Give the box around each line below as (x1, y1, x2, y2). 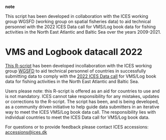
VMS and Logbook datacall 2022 (5, 47, 143, 58)
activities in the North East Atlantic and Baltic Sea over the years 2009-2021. (5, 29, 162, 35)
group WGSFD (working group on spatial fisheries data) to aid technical (5, 19, 151, 24)
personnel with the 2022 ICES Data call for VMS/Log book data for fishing (5, 24, 156, 30)
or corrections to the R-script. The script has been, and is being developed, (5, 98, 160, 104)
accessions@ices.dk (5, 129, 47, 135)
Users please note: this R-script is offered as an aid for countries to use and (5, 88, 160, 94)
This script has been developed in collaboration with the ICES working (5, 13, 149, 19)
